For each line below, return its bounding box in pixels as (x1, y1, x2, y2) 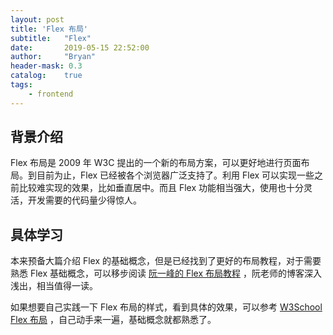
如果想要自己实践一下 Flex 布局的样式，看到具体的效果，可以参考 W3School (10, 301, 323, 313)
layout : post (10, 14, 65, 25)
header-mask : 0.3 (10, 61, 83, 71)
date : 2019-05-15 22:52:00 (10, 42, 150, 53)
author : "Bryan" (10, 52, 97, 62)
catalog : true (10, 71, 83, 81)
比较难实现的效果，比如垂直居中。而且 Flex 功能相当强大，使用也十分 (18, 182, 305, 194)
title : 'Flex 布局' (10, 24, 89, 34)
